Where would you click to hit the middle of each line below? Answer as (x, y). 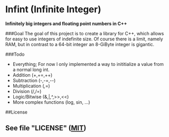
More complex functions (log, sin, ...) (51, 102)
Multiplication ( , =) (31, 86)
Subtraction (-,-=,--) (34, 80)
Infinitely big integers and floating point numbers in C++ (66, 24)
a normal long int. (31, 70)
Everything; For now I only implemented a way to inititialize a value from (88, 64)
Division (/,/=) (27, 91)
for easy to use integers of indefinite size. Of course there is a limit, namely (84, 39)
